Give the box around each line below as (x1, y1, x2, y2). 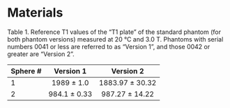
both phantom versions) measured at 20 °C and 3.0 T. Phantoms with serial (7, 35, 224, 43)
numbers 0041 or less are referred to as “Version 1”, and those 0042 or (7, 42, 210, 51)
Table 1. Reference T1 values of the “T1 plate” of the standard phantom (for (7, 28, 222, 36)
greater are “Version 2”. (7, 50, 75, 58)
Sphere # (10, 66, 42, 75)
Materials (7, 5, 63, 21)
